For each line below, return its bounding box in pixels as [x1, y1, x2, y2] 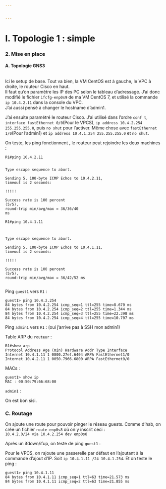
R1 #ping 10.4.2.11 [5, 155, 43, 160]
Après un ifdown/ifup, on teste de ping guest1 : [5, 441, 101, 447]
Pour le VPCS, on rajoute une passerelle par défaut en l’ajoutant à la [5, 450, 144, 456]
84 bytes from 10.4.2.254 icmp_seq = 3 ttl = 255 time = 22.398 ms [5, 311, 134, 316]
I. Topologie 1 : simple [5, 33, 96, 44]
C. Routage [5, 410, 33, 417]
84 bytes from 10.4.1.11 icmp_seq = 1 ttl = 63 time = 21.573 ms [5, 475, 130, 480]
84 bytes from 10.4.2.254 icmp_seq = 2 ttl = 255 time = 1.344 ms [5, 306, 132, 311]
